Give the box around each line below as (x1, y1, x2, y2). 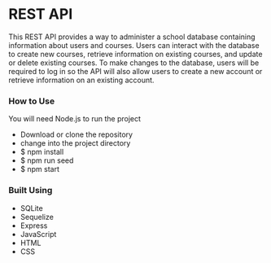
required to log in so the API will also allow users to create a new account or (8, 66, 263, 76)
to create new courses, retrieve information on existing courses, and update (8, 49, 263, 59)
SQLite (20, 203, 43, 213)
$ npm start (20, 164, 59, 174)
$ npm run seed (20, 156, 74, 165)
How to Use (8, 95, 55, 107)
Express (20, 221, 48, 230)
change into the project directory (20, 138, 131, 148)
